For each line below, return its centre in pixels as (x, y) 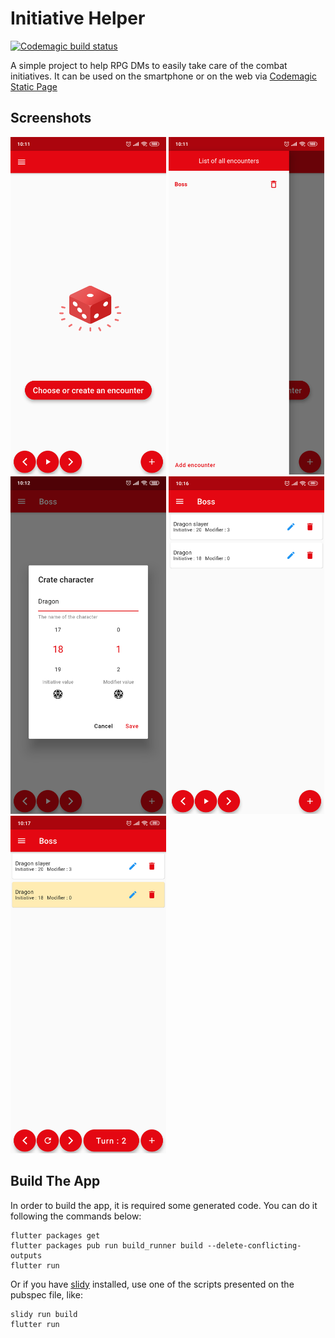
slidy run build (44, 1314)
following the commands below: (76, 1216)
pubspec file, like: (46, 1294)
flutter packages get (55, 1235)
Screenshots (51, 118)
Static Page (34, 86)
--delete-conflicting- (254, 1245)
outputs (26, 1255)
